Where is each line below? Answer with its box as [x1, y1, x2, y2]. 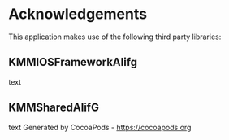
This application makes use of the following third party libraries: [8, 32, 222, 42]
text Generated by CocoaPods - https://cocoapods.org [8, 122, 192, 132]
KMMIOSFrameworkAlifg [8, 55, 138, 69]
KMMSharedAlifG [8, 101, 100, 115]
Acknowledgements [8, 5, 148, 24]
